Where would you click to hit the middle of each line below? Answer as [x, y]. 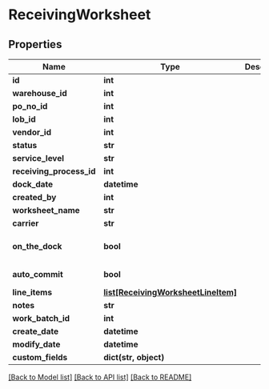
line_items [32, 292]
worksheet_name [46, 210]
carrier [26, 223]
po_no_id [30, 106]
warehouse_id [40, 93]
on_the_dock [37, 246]
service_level [38, 158]
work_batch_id [41, 318]
